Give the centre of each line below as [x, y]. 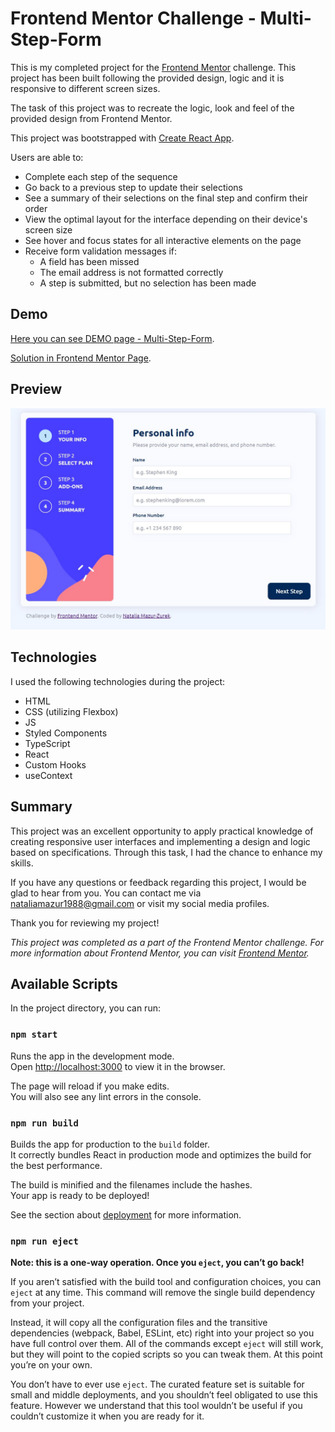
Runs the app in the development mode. [92, 1056]
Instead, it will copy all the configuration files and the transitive [139, 1323]
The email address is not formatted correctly [131, 272]
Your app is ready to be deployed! [80, 1195]
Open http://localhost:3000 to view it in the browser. [118, 1066]
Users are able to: [47, 157]
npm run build [44, 1123]
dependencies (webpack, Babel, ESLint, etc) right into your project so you [162, 1333]
